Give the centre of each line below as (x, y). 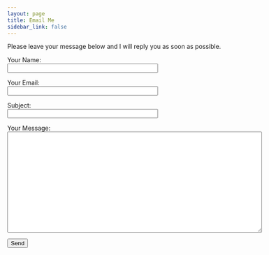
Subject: (19, 105)
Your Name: (24, 60)
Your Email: (23, 83)
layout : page (26, 14)
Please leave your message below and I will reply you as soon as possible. (114, 47)
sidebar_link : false (37, 27)
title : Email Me (31, 20)
